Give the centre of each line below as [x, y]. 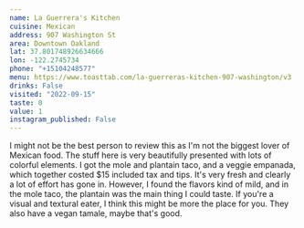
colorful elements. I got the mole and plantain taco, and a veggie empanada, [153, 165]
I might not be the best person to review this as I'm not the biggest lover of [150, 146]
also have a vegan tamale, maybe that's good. [96, 213]
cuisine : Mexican [42, 26]
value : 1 [26, 111]
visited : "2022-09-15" [52, 94]
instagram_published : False [63, 119]
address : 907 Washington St [63, 35]
